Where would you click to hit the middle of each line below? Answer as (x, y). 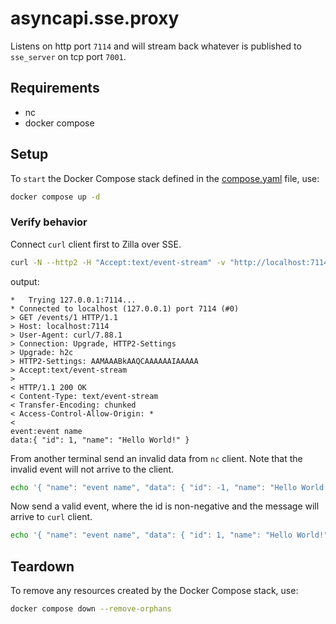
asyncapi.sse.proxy (95, 18)
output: (25, 281)
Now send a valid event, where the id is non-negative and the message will (165, 506)
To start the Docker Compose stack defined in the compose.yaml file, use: (165, 178)
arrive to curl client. (51, 517)
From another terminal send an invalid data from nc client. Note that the (156, 458)
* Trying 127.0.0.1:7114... (73, 300)
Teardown (42, 566)
